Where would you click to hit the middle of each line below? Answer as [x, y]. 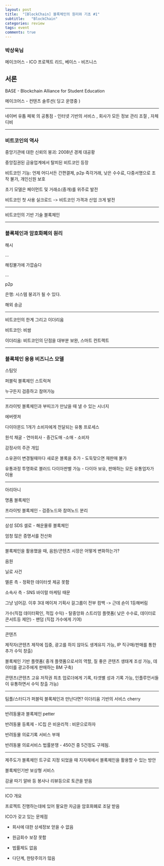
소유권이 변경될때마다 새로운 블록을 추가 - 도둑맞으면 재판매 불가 [66, 458]
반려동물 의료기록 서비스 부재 [32, 735]
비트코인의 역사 [22, 141]
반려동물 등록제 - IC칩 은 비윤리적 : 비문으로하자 [51, 724]
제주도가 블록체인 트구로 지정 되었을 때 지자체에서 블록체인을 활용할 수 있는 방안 [81, 760]
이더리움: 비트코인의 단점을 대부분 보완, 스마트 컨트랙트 [57, 340]
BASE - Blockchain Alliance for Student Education [55, 91]
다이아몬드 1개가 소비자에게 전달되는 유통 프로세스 [52, 427]
